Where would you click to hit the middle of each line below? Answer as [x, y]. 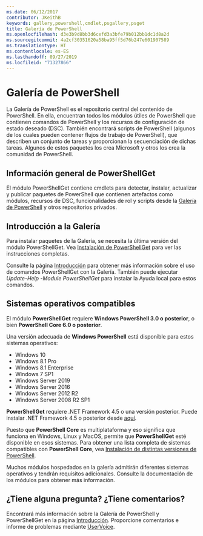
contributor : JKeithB [34, 18]
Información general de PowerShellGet [81, 173]
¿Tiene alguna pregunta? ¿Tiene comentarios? [96, 499]
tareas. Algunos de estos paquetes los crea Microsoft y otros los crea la [96, 148]
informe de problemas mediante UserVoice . [61, 526]
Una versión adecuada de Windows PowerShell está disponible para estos [100, 336]
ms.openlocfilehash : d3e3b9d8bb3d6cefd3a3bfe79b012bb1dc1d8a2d [88, 35]
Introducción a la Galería [53, 226]
